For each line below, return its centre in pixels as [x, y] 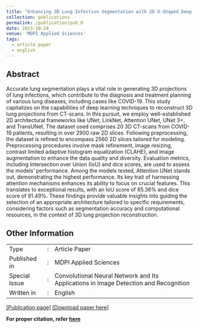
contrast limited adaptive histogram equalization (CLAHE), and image [90, 151]
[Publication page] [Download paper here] [57, 308]
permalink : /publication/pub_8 [45, 23]
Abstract [23, 74]
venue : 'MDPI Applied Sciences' [46, 34]
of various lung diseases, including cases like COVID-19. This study [88, 101]
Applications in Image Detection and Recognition [122, 284]
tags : [13, 39]
